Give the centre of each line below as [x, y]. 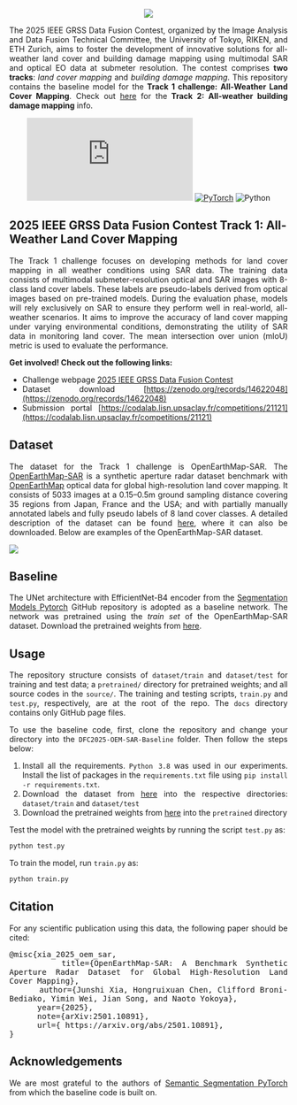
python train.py [39, 879]
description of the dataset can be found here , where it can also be [149, 523]
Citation [32, 907]
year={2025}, [65, 1007]
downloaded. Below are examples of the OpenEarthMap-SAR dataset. [136, 532]
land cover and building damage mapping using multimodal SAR [165, 58]
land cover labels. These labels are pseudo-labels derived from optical [159, 288]
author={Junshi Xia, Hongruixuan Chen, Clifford [147, 990]
